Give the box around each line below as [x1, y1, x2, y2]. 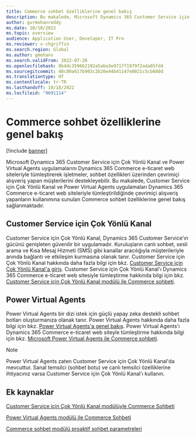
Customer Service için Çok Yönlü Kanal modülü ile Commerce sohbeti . [6, 278, 176, 285]
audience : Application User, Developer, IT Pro [6, 36, 125, 42]
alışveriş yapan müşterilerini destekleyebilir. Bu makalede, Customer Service [6, 177, 190, 184]
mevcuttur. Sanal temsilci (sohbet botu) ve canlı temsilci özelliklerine [6, 364, 171, 371]
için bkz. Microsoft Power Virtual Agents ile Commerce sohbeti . [6, 335, 159, 342]
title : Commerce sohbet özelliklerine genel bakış [6, 8, 132, 15]
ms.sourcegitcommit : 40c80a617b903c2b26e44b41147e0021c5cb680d [6, 68, 164, 74]
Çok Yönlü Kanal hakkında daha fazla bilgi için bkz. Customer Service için [6, 259, 183, 266]
